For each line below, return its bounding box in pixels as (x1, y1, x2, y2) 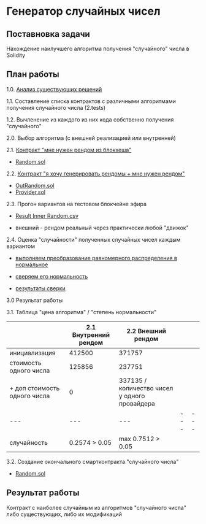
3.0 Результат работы (6, 296, 63, 304)
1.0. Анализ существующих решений (6, 85, 102, 93)
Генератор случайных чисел (6, 4, 161, 18)
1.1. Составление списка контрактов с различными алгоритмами (6, 97, 177, 105)
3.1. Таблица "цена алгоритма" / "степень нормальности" (6, 308, 157, 315)
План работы (6, 69, 59, 80)
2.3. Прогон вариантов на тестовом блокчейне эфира (6, 200, 147, 207)
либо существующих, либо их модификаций (6, 511, 123, 518)
